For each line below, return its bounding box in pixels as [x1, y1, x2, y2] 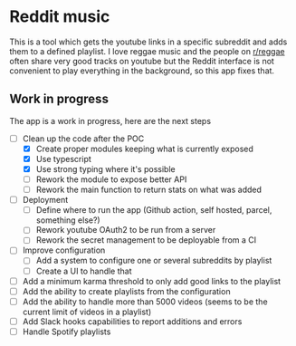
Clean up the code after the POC [22, 133, 145, 144]
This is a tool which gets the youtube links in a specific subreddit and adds [9, 36, 288, 47]
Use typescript [35, 153, 92, 164]
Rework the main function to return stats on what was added [35, 184, 263, 196]
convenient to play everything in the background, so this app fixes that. [9, 65, 274, 76]
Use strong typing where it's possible [35, 163, 176, 174]
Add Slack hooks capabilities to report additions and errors [22, 315, 243, 327]
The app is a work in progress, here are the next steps [9, 115, 211, 126]
